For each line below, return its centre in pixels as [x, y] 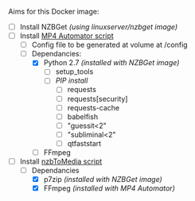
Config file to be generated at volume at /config [110, 45]
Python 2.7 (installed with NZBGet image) [111, 63]
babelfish [82, 116]
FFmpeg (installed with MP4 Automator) [109, 188]
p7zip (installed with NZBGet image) [103, 180]
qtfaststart [84, 143]
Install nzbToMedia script [61, 161]
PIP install [72, 81]
